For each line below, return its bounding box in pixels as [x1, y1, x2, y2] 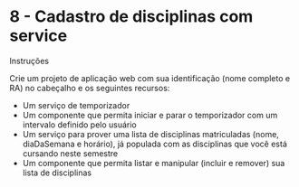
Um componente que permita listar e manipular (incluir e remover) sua [22, 157, 285, 168]
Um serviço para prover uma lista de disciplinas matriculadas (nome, [22, 128, 279, 139]
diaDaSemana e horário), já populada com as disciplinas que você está [22, 138, 288, 149]
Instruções [9, 55, 50, 66]
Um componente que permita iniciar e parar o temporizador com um [22, 109, 278, 120]
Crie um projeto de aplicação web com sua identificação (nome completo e [9, 72, 291, 83]
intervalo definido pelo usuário [22, 119, 138, 130]
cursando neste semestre [22, 147, 119, 159]
